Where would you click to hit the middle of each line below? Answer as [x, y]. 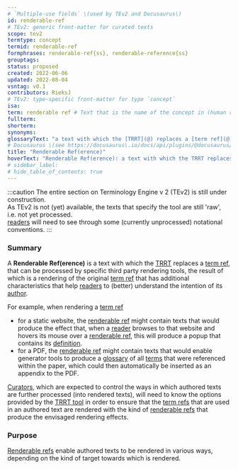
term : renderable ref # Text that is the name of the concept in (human [117, 112]
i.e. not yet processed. [40, 214]
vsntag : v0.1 [27, 86]
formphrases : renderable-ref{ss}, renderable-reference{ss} [98, 54]
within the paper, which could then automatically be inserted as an [114, 366]
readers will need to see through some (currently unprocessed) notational [115, 222]
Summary [25, 248]
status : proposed [33, 66]
